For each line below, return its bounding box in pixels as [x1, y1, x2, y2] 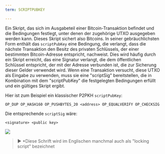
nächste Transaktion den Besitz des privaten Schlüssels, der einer [5, 46, 139, 52]
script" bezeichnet [17, 143, 55, 149]
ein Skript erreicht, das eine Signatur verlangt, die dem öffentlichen [5, 56, 141, 62]
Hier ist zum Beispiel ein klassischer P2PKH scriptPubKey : [5, 92, 123, 98]
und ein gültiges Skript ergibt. [5, 82, 66, 89]
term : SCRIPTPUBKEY [5, 7, 45, 12]
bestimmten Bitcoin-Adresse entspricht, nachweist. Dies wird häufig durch [5, 51, 156, 57]
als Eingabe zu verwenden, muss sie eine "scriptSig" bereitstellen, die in [5, 72, 152, 78]
